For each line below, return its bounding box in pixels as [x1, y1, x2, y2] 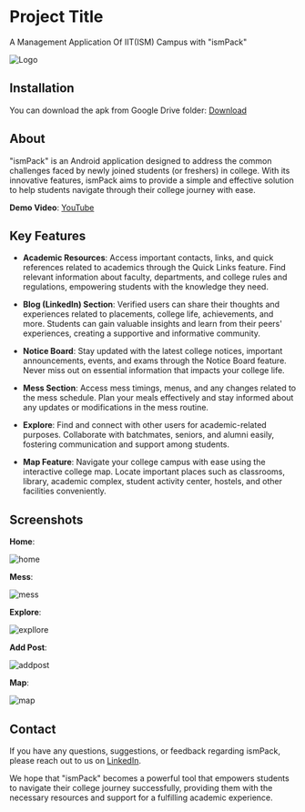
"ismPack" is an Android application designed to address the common [9, 155, 272, 166]
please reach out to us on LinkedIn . [9, 756, 141, 766]
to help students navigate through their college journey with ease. [9, 184, 257, 195]
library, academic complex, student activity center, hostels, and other [22, 476, 282, 487]
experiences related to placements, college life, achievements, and [22, 309, 274, 320]
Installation [9, 80, 75, 96]
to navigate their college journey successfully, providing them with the [9, 783, 273, 793]
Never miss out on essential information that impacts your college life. [22, 365, 285, 376]
